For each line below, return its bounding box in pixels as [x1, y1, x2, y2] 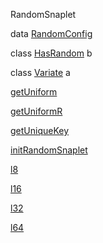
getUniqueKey [10, 125, 70, 136]
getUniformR [10, 105, 63, 117]
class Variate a [10, 67, 71, 78]
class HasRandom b [10, 47, 93, 59]
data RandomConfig [10, 28, 93, 39]
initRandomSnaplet [10, 144, 88, 156]
